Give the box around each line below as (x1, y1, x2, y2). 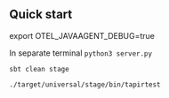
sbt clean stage (9, 64, 69, 73)
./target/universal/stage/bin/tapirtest (9, 79, 162, 89)
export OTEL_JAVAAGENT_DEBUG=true (9, 30, 156, 41)
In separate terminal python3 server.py (9, 48, 153, 58)
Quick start (9, 7, 73, 22)
